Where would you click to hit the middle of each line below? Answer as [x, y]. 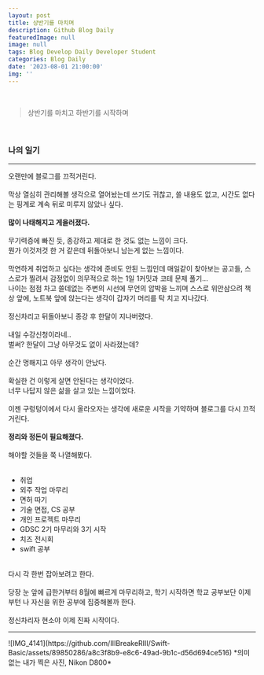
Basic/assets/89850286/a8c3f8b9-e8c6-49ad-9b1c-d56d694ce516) [120, 652]
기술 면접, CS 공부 [48, 509]
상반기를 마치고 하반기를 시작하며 [78, 112]
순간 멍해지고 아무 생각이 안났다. [58, 362]
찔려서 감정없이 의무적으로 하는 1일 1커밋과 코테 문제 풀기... [118, 278]
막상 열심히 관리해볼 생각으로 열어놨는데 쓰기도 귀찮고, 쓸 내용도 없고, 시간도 [125, 194]
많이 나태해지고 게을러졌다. [49, 222]
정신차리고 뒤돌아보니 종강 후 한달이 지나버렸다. [81, 316]
